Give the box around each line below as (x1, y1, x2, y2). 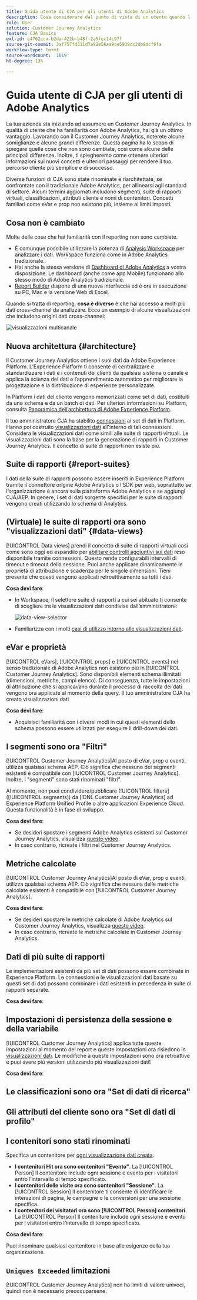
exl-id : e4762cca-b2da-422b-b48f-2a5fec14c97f (6, 36, 122, 42)
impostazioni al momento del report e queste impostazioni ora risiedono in (6, 1045, 186, 1052)
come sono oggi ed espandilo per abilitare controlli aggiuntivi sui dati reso (6, 548, 185, 555)
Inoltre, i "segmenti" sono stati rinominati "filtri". (6, 776, 122, 783)
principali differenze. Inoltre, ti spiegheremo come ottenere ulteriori (6, 151, 169, 159)
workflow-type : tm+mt (6, 47, 59, 53)
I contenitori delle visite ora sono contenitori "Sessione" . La (14, 1182, 163, 1189)
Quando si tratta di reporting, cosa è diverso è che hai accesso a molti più (6, 300, 186, 307)
